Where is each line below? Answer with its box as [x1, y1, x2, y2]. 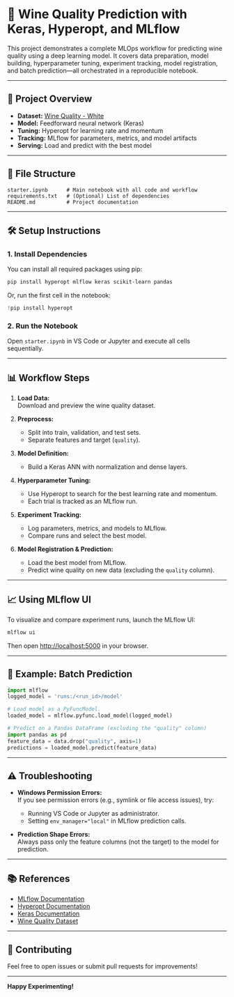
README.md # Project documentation [7, 199, 139, 206]
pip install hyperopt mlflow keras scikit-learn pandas [7, 279, 173, 286]
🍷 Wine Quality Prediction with [7, 6, 187, 22]
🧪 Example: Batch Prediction [7, 668, 133, 680]
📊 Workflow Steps [7, 372, 90, 384]
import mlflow [7, 686, 49, 694]
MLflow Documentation [17, 895, 85, 903]
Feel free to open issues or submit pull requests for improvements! [7, 962, 198, 971]
